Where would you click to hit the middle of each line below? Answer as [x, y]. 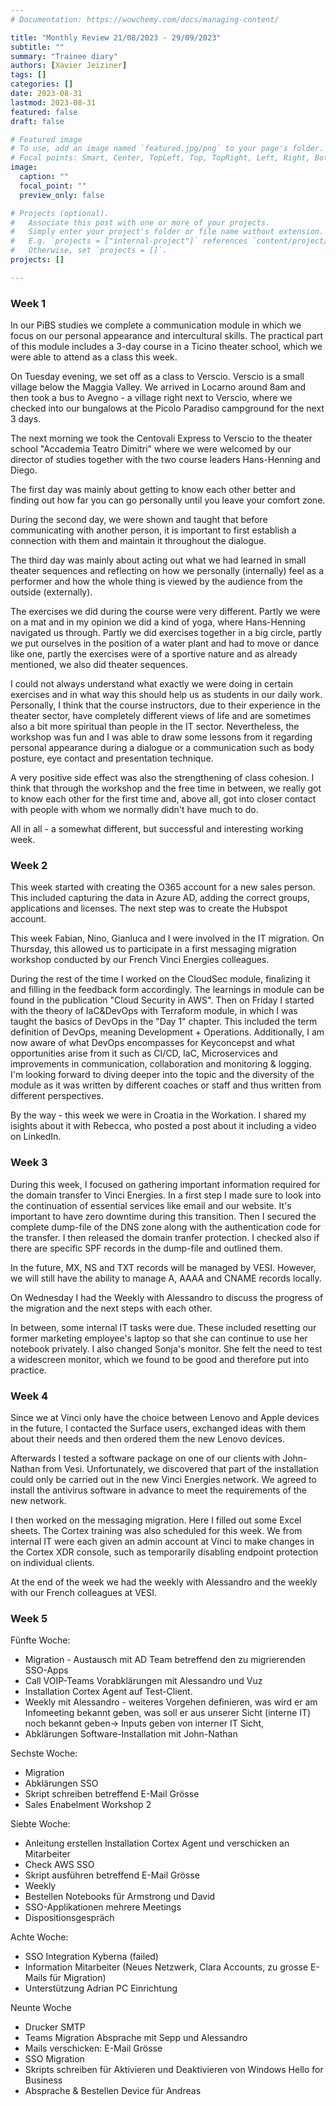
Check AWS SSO [59, 1865]
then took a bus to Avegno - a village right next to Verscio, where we [151, 398]
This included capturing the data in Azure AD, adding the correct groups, [160, 898]
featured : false [44, 112]
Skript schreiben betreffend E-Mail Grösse [112, 1794]
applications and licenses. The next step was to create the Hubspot [149, 908]
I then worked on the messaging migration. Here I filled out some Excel [156, 1520]
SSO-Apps [46, 1670]
